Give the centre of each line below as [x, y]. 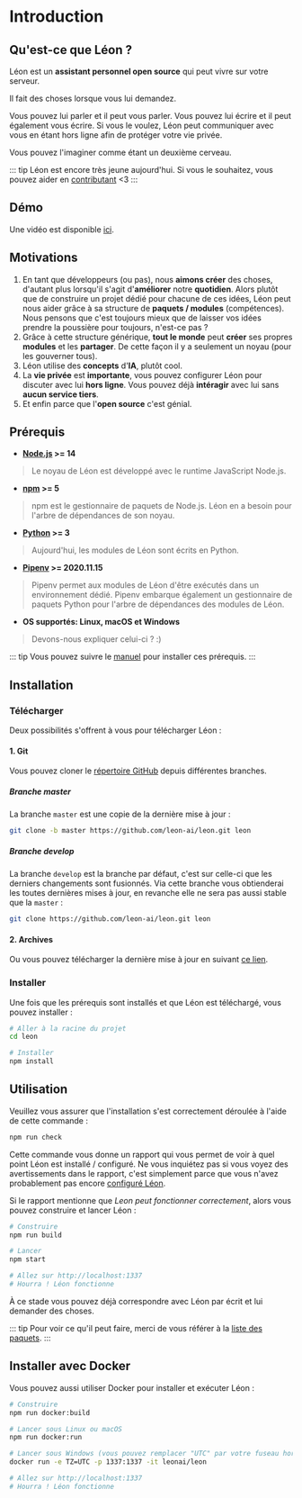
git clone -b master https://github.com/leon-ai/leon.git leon [130, 831]
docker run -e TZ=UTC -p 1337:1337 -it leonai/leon [108, 1462]
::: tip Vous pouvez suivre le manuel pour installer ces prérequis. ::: [133, 657]
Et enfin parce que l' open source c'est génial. [107, 403]
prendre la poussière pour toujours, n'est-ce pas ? [115, 327]
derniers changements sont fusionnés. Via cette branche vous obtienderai [147, 883]
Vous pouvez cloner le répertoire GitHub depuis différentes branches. [138, 771]
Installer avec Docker [70, 1366]
